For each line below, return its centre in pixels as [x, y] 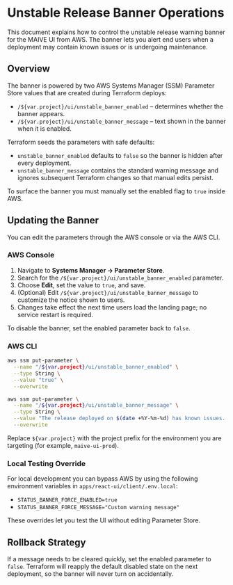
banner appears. [41, 113]
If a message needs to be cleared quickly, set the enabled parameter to [109, 559]
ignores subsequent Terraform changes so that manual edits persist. [115, 177]
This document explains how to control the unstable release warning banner [116, 32]
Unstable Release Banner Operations [116, 13]
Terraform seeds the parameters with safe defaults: [81, 142]
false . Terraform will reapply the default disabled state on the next [103, 567]
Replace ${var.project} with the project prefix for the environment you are [114, 438]
